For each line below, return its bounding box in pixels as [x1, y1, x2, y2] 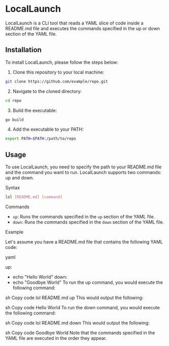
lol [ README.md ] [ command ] [5, 194, 63, 200]
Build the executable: [12, 107, 57, 113]
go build [5, 117, 24, 122]
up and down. [5, 175, 34, 181]
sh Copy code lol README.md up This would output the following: [5, 294, 144, 301]
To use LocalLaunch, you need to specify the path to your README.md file [5, 164, 162, 170]
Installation [5, 45, 42, 54]
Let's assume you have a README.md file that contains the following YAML [5, 238, 163, 245]
